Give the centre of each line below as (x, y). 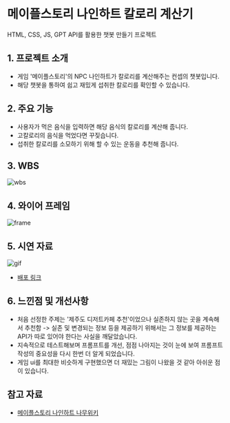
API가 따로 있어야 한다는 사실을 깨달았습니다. (77, 336)
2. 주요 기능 (30, 109)
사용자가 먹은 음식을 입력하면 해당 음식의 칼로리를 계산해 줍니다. (102, 126)
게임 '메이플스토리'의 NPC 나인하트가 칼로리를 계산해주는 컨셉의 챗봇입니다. (118, 76)
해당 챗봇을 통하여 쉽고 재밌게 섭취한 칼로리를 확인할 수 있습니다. (103, 85)
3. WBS (23, 166)
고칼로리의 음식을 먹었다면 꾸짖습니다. (68, 135)
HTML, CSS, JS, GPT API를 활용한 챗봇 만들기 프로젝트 (82, 34)
